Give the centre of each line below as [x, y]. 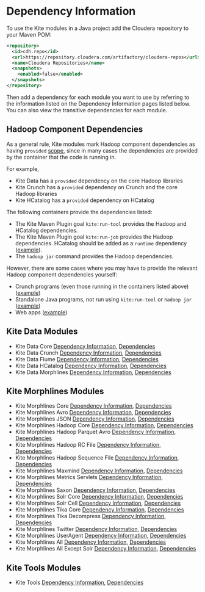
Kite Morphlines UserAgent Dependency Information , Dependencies [101, 536]
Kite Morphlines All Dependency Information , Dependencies [91, 542]
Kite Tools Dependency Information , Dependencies [79, 583]
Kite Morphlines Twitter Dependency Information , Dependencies [96, 529]
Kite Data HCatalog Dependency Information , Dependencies [91, 366]
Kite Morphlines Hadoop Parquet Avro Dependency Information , [95, 432]
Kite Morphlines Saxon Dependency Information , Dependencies [95, 490]
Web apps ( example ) [41, 312]
